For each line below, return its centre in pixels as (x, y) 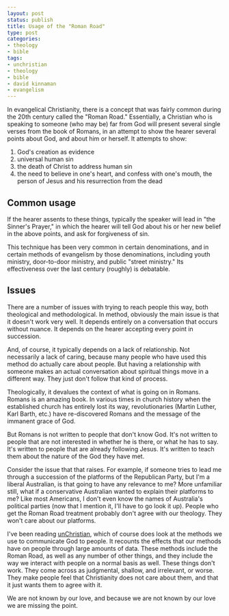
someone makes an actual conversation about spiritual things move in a (108, 371)
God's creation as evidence (56, 152)
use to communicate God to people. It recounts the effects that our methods (114, 541)
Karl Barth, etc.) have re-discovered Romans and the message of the (104, 414)
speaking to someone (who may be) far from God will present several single (114, 124)
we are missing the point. (43, 605)
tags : (15, 58)
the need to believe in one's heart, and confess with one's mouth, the (114, 174)
